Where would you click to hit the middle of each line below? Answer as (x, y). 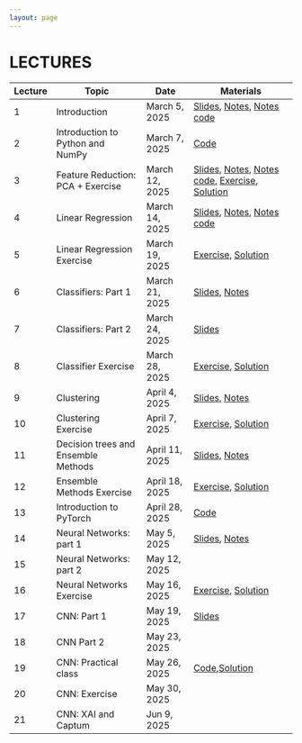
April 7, (161, 418)
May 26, (164, 662)
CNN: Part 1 (82, 616)
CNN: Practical (87, 662)
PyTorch (74, 518)
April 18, (164, 481)
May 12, (164, 558)
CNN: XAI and (85, 714)
